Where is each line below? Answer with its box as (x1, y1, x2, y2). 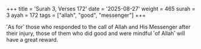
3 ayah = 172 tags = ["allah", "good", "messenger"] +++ (6, 11, 146, 19)
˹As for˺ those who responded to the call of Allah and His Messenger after (6, 24, 191, 30)
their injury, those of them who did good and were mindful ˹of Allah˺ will (6, 30, 186, 37)
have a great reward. (6, 36, 58, 43)
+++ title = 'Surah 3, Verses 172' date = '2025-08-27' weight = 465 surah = (6, 5, 196, 12)
